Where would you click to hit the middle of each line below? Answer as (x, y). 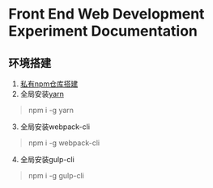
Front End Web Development (106, 14)
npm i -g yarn (51, 110)
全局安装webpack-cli (55, 127)
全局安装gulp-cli (47, 159)
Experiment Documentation (103, 31)
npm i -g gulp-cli (56, 175)
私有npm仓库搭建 (49, 84)
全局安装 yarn (42, 94)
